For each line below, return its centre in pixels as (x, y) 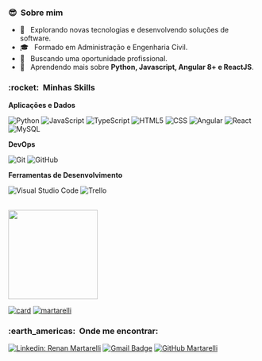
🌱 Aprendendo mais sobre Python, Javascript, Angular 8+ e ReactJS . (137, 67)
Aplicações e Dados (42, 105)
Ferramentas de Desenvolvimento (65, 175)
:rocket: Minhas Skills (52, 88)
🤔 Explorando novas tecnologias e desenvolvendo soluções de (124, 30)
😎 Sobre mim (36, 13)
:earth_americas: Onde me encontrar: (83, 331)
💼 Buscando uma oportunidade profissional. (94, 59)
